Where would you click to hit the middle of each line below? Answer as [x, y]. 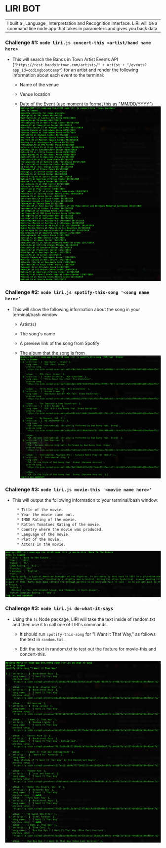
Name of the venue [39, 85]
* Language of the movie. [43, 535]
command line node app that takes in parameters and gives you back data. [83, 28]
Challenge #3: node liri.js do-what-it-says [59, 608]
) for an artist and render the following [100, 70]
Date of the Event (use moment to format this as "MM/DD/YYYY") [86, 104]
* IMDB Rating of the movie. [47, 520]
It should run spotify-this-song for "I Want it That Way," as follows [88, 634]
